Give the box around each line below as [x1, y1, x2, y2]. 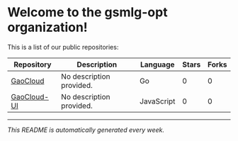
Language [140, 60, 175, 69]
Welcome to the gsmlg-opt [7, 4, 168, 21]
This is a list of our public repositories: [7, 43, 119, 51]
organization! [7, 19, 89, 35]
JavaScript [139, 96, 176, 106]
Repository [13, 60, 52, 69]
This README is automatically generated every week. [7, 125, 165, 134]
